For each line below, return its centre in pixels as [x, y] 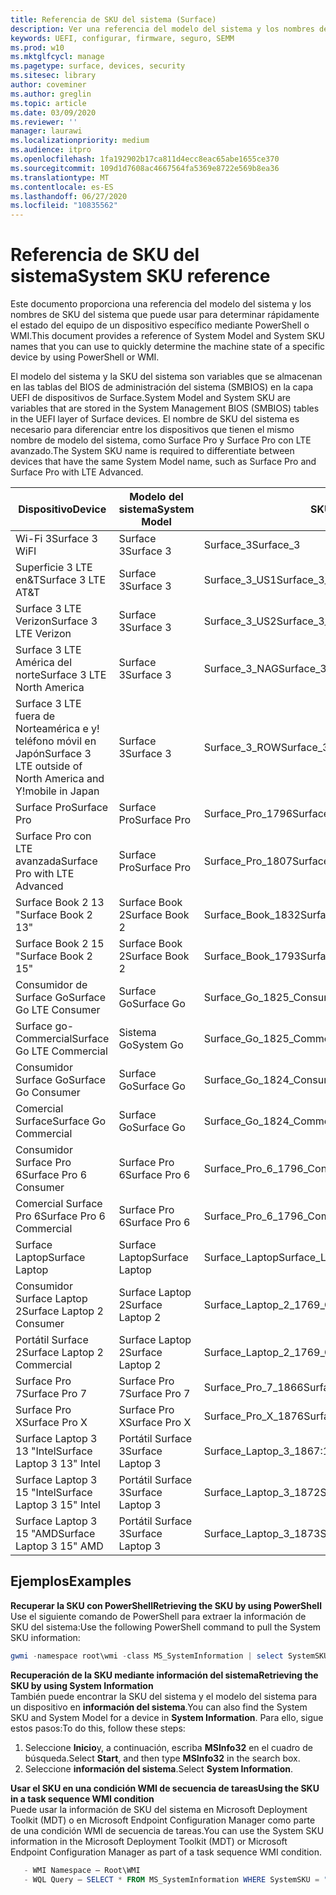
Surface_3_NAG [241, 669]
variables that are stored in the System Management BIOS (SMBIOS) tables [165, 408]
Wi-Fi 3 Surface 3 [56, 539]
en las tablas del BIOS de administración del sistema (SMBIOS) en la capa [162, 387]
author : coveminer [48, 85]
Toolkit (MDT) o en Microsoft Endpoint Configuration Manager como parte [163, 1820]
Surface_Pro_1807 [248, 861]
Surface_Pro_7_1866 [253, 1388]
